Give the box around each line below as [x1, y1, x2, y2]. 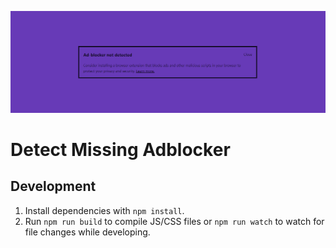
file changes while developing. [24, 226, 151, 238]
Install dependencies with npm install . [24, 204, 185, 216]
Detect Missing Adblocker [10, 139, 231, 161]
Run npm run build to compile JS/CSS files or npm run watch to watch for [24, 215, 325, 227]
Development [10, 178, 97, 195]
